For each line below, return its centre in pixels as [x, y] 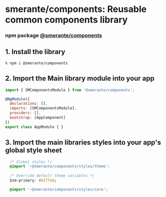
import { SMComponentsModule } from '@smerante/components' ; [70, 90]
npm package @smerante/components [54, 35]
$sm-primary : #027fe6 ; [33, 180]
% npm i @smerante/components [37, 63]
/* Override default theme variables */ [52, 176]
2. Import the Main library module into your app [80, 78]
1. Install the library [35, 52]
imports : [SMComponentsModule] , [43, 108]
